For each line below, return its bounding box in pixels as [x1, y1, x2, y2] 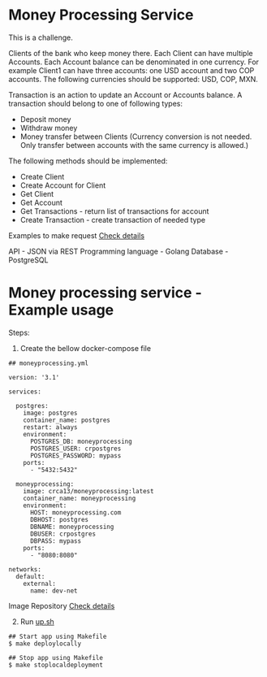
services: [8, 388, 42, 396]
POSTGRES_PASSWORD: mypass [29, 451, 122, 460]
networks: [8, 565, 42, 574]
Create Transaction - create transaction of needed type [19, 215, 205, 224]
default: [15, 572, 45, 580]
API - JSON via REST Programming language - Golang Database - [8, 246, 229, 256]
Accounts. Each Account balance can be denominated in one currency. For [8, 57, 260, 67]
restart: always [23, 423, 79, 432]
